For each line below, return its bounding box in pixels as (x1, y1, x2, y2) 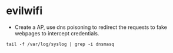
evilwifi (6, 4, 43, 18)
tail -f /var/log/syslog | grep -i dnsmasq (6, 41, 115, 47)
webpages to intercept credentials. (14, 29, 99, 37)
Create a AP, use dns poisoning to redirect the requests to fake (14, 24, 168, 31)
